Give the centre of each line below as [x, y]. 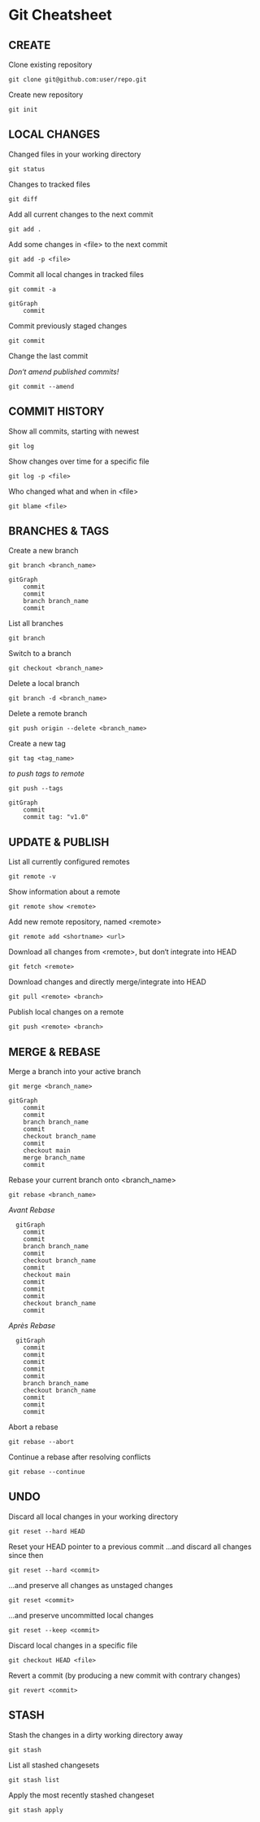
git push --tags [36, 789]
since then [26, 1555]
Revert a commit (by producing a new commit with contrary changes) [125, 1675]
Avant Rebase [32, 1210]
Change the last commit [48, 355]
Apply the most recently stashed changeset [81, 1795]
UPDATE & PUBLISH [59, 842]
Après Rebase [32, 1326]
